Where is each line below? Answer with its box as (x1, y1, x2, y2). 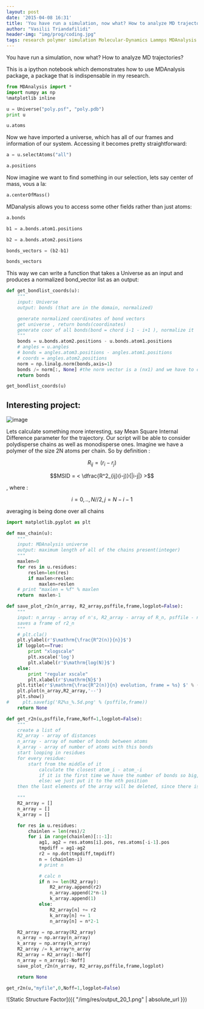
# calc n (38, 873, 61, 879)
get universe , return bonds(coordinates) (17, 321, 126, 327)
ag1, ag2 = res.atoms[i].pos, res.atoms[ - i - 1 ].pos (38, 840, 170, 846)
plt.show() (17, 694, 45, 700)
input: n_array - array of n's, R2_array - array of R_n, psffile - (17, 614, 194, 620)
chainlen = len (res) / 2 (28, 828, 86, 834)
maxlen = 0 (17, 558, 39, 565)
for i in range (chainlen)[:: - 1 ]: (28, 833, 113, 840)
